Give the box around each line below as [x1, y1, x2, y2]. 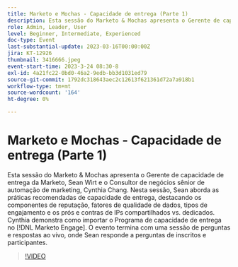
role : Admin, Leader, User [7, 23, 87, 30]
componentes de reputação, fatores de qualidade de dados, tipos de [7, 201, 208, 209]
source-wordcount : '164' [7, 89, 81, 96]
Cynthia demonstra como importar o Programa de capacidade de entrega [7, 215, 222, 224]
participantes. [7, 238, 48, 247]
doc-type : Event [7, 37, 55, 44]
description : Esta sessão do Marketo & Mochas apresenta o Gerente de [7, 17, 220, 24]
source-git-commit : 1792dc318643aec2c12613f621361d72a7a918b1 [7, 76, 195, 83]
